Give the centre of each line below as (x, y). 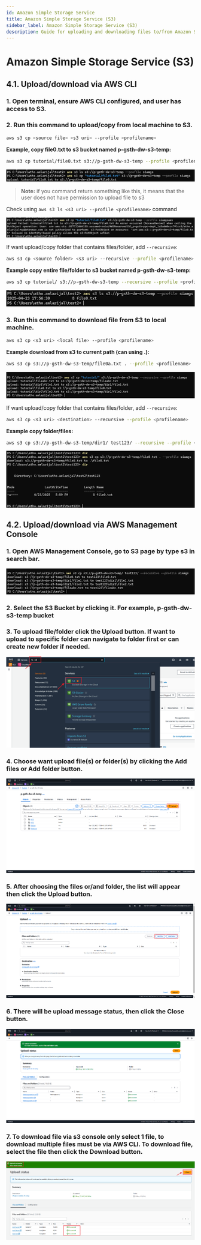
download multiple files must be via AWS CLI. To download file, (100, 1144)
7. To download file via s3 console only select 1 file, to (85, 1136)
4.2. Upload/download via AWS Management (92, 525)
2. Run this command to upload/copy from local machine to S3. (99, 125)
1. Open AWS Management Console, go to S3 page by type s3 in (101, 551)
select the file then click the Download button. (74, 1151)
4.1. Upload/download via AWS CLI (72, 84)
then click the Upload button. (49, 894)
